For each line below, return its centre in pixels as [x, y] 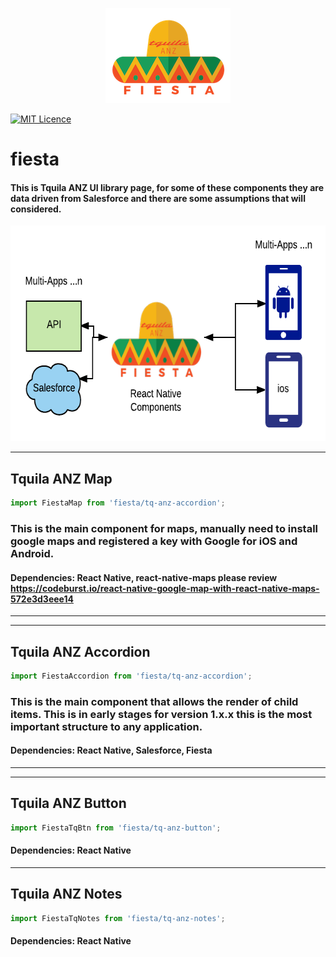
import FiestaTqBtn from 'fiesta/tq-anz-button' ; [116, 828]
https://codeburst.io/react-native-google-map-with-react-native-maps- [165, 588]
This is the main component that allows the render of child [154, 701]
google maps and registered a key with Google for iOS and [154, 541]
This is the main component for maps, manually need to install [164, 528]
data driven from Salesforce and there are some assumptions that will [158, 198]
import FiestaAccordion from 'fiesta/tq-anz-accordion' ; [131, 676]
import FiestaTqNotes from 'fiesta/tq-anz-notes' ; [118, 918]
